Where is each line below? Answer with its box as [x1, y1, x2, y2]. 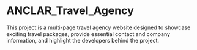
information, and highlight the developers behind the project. [6, 37, 159, 44]
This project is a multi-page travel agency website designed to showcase [6, 24, 191, 31]
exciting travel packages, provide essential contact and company [6, 30, 170, 37]
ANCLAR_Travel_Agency [6, 4, 135, 18]
